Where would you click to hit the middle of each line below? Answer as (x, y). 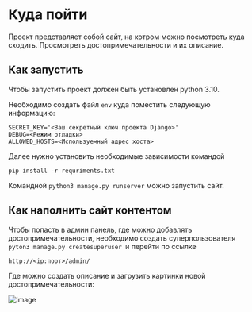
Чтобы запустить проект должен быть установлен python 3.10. (114, 89)
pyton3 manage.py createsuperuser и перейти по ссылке (102, 246)
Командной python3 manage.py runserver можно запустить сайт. (116, 185)
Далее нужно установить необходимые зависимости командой (116, 156)
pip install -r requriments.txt (61, 171)
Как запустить (46, 70)
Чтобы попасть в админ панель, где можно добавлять (100, 229)
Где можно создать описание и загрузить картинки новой (107, 275)
